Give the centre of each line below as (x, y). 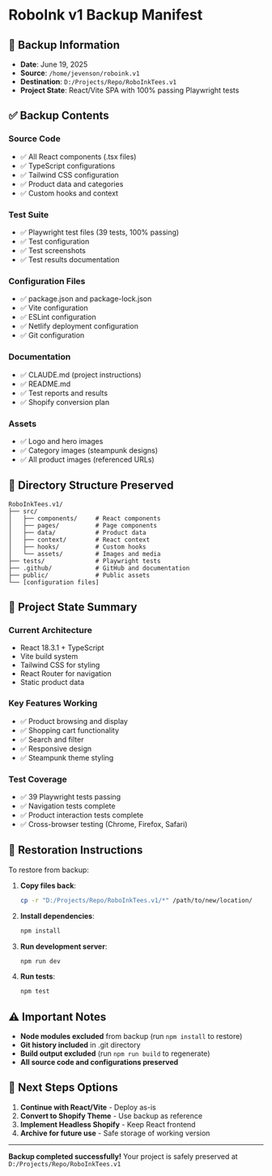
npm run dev (40, 961)
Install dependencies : (57, 915)
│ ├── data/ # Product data (78, 532)
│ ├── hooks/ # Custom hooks (78, 547)
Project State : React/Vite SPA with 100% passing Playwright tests (130, 90)
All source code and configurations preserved (99, 1062)
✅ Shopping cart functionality (70, 730)
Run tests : (37, 976)
